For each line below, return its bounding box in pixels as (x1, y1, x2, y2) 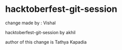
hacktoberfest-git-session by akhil (5, 29, 76, 35)
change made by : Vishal (5, 20, 56, 26)
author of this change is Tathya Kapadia (5, 39, 87, 45)
